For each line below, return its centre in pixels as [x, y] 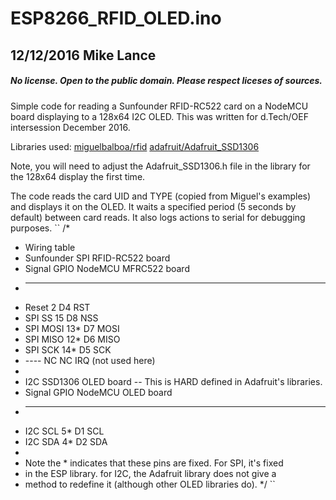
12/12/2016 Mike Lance [83, 55]
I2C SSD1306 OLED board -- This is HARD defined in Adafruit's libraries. [173, 381]
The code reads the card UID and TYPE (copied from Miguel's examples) [161, 196]
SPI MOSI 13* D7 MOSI [72, 328]
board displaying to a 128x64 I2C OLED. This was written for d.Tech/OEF [159, 116]
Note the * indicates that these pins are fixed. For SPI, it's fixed [154, 463]
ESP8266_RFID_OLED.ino [116, 18]
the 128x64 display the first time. [78, 176]
